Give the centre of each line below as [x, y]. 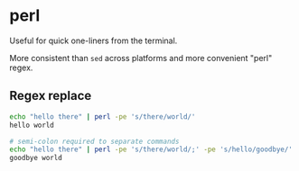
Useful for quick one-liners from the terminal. [93, 40]
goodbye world [36, 158]
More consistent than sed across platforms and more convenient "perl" [141, 58]
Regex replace [51, 96]
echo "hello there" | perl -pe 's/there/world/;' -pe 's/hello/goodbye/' [151, 149]
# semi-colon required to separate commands [94, 141]
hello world [32, 125]
